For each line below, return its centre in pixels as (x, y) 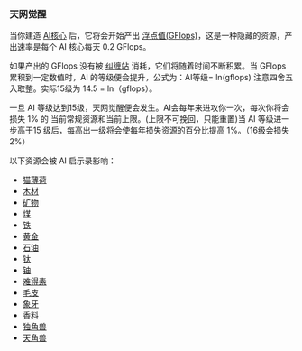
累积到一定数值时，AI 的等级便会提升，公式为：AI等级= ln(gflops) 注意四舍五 (151, 78)
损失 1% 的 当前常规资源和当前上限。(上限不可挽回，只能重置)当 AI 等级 (142, 119)
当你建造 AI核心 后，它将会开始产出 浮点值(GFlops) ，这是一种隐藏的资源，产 (151, 36)
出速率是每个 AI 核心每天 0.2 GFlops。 (80, 47)
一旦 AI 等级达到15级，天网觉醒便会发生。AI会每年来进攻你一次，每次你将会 (150, 108)
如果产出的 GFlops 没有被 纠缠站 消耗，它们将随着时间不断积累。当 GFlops (148, 66)
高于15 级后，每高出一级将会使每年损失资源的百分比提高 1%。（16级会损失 (153, 130)
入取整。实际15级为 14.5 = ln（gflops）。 (83, 88)
